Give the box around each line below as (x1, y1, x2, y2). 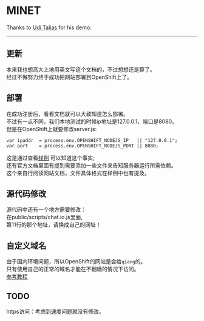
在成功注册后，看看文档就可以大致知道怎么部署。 (6, 110, 129, 117)
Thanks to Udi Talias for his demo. (6, 24, 92, 31)
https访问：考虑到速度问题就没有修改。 (6, 308, 104, 315)
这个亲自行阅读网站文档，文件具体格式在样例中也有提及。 (6, 169, 150, 177)
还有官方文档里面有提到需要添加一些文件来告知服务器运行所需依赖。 (6, 161, 177, 169)
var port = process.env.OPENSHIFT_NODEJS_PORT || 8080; (6, 143, 159, 149)
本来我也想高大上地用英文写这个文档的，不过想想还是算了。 (6, 66, 155, 73)
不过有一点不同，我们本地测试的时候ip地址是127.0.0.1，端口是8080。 (6, 118, 178, 125)
